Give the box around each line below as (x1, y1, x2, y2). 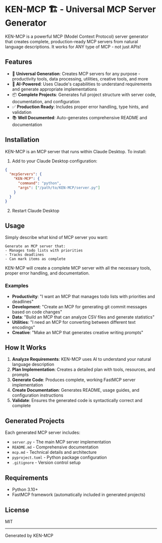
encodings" (12, 324, 35, 330)
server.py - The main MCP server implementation (12, 439, 111, 445)
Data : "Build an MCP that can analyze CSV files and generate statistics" (12, 314, 155, 320)
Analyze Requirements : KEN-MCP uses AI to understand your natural (12, 356, 151, 362)
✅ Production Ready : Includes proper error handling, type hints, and (12, 104, 148, 110)
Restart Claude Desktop (12, 208, 59, 213)
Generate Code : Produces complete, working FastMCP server (12, 377, 136, 383)
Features (5, 58, 32, 66)
